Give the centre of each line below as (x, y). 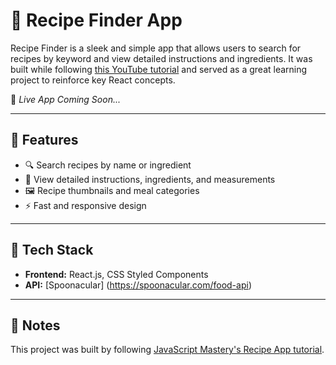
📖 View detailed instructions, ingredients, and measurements (150, 179)
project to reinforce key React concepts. (93, 80)
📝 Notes (35, 325)
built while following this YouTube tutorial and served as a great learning (159, 69)
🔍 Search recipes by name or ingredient (108, 165)
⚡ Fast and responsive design (85, 205)
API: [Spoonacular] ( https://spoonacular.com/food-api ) (138, 285)
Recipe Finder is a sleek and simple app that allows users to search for (156, 48)
